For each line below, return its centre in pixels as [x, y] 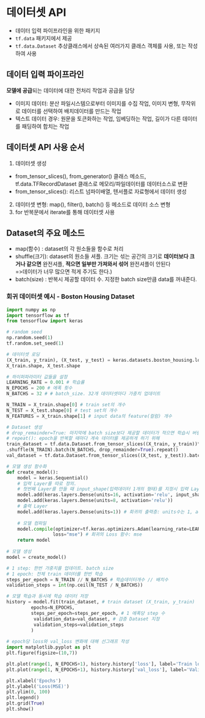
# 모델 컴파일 [32, 523]
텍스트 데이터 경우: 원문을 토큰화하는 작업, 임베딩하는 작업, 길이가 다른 [98, 118]
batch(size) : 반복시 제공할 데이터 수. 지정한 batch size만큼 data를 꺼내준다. [106, 279]
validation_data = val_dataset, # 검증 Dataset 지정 [96, 619]
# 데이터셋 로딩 [23, 354]
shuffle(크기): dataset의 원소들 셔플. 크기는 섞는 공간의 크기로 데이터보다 [102, 256]
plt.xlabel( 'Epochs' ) [34, 681]
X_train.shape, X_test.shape [43, 366]
